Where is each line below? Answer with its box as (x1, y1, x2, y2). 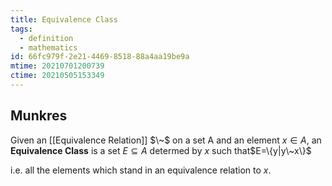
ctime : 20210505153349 (10, 71, 105, 81)
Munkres (10, 107, 68, 125)
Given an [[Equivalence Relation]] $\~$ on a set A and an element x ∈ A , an (10, 134, 322, 146)
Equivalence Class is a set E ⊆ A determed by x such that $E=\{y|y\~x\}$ (10, 144, 312, 156)
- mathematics (19, 42, 78, 53)
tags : (10, 24, 33, 34)
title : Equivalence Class (10, 14, 118, 25)
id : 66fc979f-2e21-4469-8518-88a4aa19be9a (10, 52, 190, 62)
